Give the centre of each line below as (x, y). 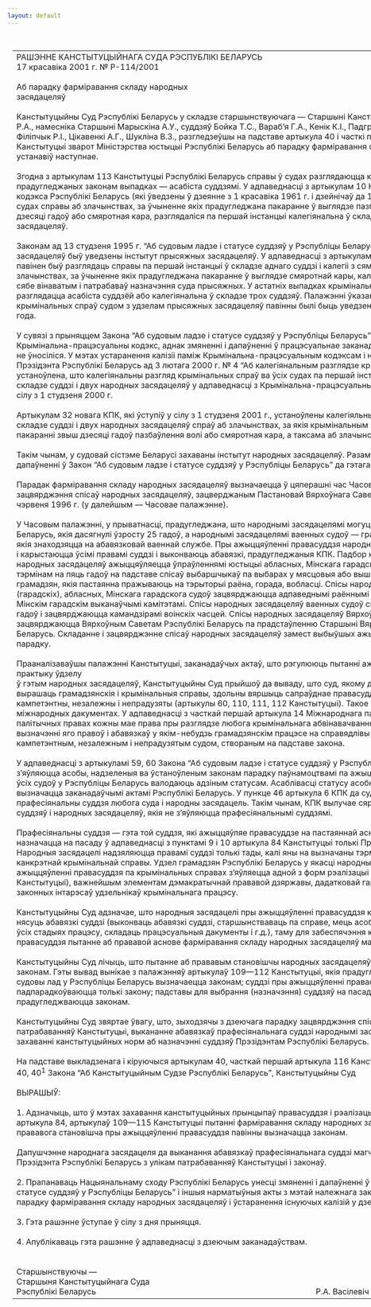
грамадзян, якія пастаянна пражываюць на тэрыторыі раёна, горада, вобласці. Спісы (182, 584)
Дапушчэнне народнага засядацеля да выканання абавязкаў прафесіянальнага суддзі (184, 1152)
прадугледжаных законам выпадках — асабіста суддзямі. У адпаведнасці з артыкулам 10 (191, 186)
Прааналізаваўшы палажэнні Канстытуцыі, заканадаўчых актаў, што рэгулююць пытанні (188, 663)
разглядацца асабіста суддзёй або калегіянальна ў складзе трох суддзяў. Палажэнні (181, 295)
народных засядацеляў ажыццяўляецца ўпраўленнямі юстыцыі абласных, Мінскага (179, 564)
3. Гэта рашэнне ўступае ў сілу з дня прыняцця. (109, 1222)
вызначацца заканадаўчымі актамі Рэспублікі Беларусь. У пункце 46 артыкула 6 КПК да (188, 792)
